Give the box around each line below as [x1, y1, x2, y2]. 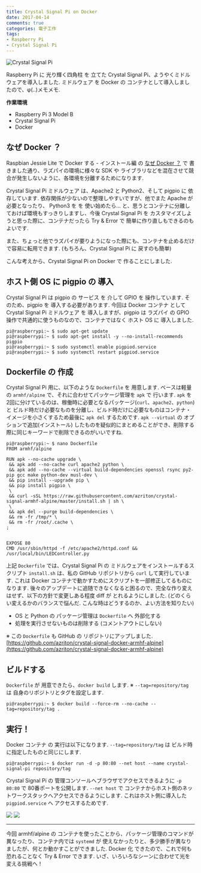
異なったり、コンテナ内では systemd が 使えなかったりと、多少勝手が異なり [6, 837, 191, 845]
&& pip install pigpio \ [8, 483, 71, 489]
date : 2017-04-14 [6, 14, 50, 20]
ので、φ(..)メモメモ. [11, 86, 60, 93]
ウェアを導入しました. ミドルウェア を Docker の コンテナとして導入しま [6, 78, 185, 86]
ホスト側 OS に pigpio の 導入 [6, 277, 114, 287]
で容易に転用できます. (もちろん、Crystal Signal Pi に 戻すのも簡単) [6, 244, 172, 252]
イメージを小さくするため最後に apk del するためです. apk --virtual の [6, 414, 182, 421]
